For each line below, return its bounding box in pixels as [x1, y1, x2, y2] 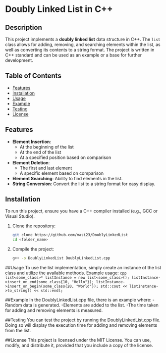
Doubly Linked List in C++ [5, 3, 113, 15]
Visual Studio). [5, 213, 35, 219]
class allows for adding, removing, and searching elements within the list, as [5, 42, 161, 48]
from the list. [5, 328, 31, 334]
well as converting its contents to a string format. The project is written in [5, 47, 155, 52]
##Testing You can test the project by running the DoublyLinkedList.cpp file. [5, 317, 161, 323]
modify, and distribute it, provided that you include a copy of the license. [5, 343, 153, 349]
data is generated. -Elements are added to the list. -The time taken [23, 302, 159, 308]
